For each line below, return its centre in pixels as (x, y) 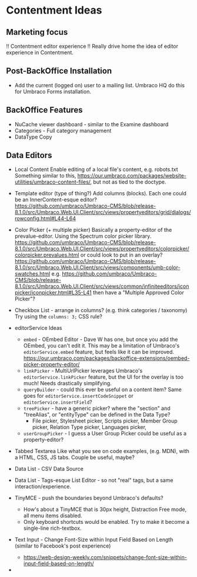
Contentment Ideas (54, 10)
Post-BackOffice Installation (59, 71)
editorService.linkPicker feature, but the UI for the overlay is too (103, 377)
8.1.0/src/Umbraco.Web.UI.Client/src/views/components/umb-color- (97, 268)
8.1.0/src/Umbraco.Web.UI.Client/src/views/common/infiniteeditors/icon (102, 286)
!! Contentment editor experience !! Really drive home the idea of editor (92, 46)
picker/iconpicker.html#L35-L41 (53, 293)
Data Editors (29, 155)
